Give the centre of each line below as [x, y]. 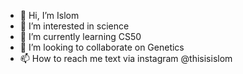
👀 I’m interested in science [74, 26]
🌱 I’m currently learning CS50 [80, 36]
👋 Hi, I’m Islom [49, 15]
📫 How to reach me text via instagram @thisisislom [126, 58]
